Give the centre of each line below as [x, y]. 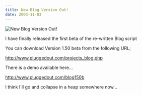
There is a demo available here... [39, 67]
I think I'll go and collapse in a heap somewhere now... [61, 87]
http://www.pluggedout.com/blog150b [45, 77]
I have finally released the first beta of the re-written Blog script [71, 38]
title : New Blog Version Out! [37, 10]
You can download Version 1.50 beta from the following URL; [68, 48]
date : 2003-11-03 [23, 14]
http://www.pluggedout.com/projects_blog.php [54, 57]
